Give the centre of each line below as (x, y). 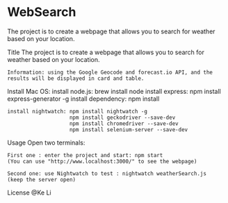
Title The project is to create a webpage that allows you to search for (106, 52)
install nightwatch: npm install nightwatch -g (78, 111)
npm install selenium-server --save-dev (129, 129)
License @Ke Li (30, 193)
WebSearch (42, 12)
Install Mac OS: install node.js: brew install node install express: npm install (114, 91)
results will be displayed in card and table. (76, 78)
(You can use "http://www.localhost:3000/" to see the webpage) (102, 161)
